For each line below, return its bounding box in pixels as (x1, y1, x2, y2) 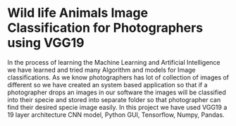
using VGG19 (7, 35, 85, 51)
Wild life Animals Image (7, 5, 149, 21)
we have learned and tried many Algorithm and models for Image (7, 65, 196, 74)
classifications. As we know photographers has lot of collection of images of (7, 73, 230, 82)
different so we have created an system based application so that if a (7, 80, 208, 89)
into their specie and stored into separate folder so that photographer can (7, 95, 221, 103)
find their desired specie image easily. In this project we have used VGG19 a (7, 103, 228, 111)
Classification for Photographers (7, 20, 204, 36)
